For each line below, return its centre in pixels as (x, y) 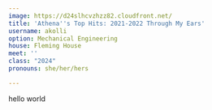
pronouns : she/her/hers (49, 69)
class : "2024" (32, 61)
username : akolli (38, 31)
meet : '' (23, 53)
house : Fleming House (45, 46)
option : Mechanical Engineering (63, 38)
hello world (27, 99)
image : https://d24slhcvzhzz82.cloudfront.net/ (91, 16)
